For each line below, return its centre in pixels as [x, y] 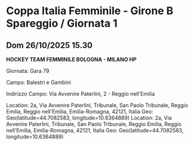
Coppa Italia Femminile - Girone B [90, 11]
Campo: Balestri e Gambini [38, 82]
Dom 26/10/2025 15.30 [49, 45]
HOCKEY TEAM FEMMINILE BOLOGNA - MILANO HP [72, 59]
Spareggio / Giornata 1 [62, 23]
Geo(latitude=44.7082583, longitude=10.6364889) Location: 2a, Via [89, 118]
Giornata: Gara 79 [28, 71]
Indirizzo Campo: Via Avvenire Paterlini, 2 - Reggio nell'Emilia [80, 94]
